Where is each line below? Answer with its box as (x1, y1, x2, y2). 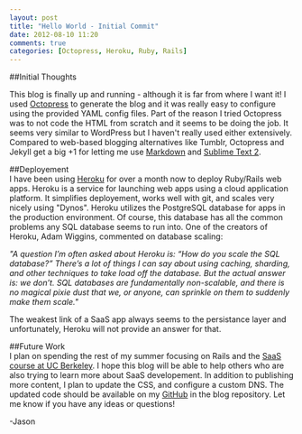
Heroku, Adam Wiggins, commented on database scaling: (9, 231, 224, 242)
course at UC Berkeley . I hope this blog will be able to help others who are (9, 360, 285, 371)
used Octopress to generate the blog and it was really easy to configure (9, 98, 277, 109)
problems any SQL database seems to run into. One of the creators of (9, 222, 269, 233)
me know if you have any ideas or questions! (9, 399, 176, 410)
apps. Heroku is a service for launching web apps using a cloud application (9, 183, 288, 194)
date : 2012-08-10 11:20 (9, 30, 99, 39)
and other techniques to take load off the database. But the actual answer (9, 268, 286, 279)
